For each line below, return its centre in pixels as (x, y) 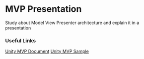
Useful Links (21, 40)
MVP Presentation (43, 9)
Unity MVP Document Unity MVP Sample (47, 51)
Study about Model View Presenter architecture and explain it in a (72, 23)
